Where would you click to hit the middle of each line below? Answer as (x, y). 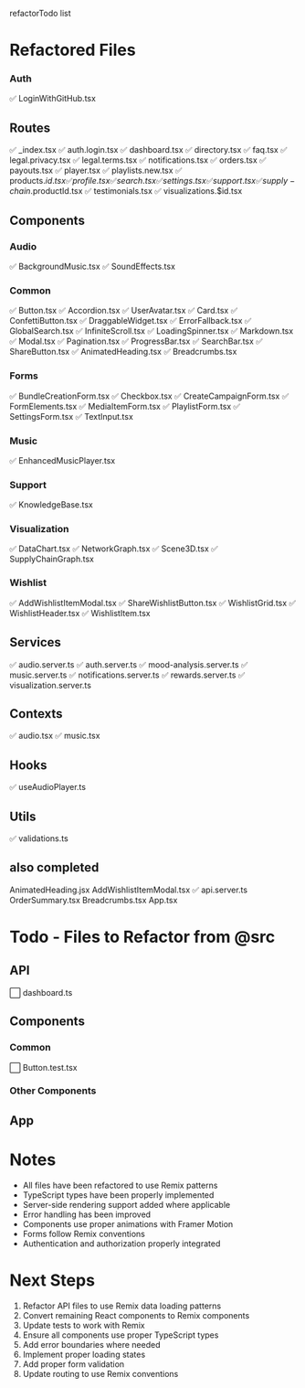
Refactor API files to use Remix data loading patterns (122, 1306)
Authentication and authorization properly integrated (121, 1244)
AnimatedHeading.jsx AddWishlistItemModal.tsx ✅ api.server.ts (129, 890)
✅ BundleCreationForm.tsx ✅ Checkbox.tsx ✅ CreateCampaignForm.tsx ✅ (149, 396)
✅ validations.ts (39, 838)
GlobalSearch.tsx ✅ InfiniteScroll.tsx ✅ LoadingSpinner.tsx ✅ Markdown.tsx (152, 331)
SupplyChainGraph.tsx (52, 559)
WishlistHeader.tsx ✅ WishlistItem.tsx (80, 613)
